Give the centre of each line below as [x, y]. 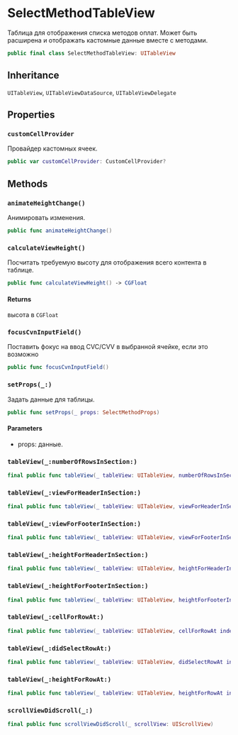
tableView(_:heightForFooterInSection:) [78, 586]
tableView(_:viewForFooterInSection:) [74, 524]
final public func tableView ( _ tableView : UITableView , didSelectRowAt [115, 662]
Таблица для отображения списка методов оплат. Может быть [102, 33]
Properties [31, 115]
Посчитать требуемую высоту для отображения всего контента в [107, 262]
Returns [19, 299]
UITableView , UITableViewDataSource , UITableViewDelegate [92, 92]
